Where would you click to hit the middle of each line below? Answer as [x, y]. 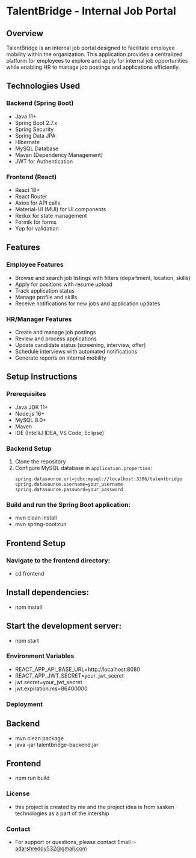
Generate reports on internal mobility [60, 358]
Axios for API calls [38, 203]
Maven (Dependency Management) [59, 154]
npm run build [32, 778]
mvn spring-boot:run [41, 524]
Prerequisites [26, 394]
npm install [29, 607]
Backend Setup [29, 448]
